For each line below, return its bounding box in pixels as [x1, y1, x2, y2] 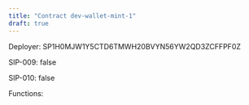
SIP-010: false [8, 73, 55, 82]
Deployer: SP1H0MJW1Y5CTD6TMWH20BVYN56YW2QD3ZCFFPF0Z [8, 41, 242, 51]
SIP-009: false [8, 57, 57, 67]
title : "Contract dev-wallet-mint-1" [8, 11, 137, 20]
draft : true [8, 19, 49, 27]
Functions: [8, 88, 44, 98]
